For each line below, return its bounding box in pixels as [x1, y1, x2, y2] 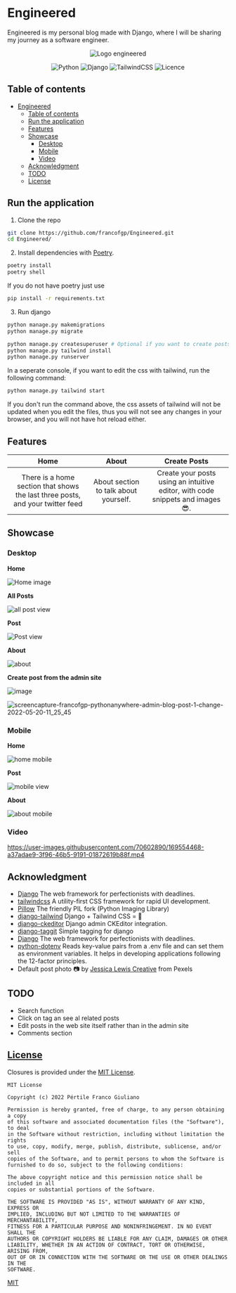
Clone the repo [17, 216, 61, 224]
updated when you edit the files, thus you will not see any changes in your [7, 408, 223, 416]
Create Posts [164, 456, 209, 465]
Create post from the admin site [7, 673, 102, 681]
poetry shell [7, 269, 46, 276]
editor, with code [158, 486, 214, 495]
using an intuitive [158, 477, 215, 487]
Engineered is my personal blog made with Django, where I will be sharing [7, 28, 221, 37]
